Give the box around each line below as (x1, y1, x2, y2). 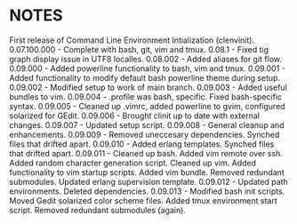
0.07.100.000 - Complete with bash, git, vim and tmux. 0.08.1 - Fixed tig (9, 44, 269, 54)
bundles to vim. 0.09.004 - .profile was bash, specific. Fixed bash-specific (9, 91, 283, 102)
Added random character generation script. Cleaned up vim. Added (9, 157, 256, 168)
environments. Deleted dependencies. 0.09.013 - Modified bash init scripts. (9, 186, 285, 196)
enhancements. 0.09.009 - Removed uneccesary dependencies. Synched (9, 129, 280, 140)
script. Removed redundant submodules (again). (9, 204, 187, 215)
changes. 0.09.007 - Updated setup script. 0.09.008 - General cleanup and (9, 119, 285, 130)
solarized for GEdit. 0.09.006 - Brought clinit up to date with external (9, 110, 261, 121)
